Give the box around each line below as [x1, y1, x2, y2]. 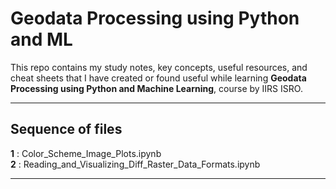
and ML [10, 28, 73, 51]
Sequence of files [10, 121, 123, 138]
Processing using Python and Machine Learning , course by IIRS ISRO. [10, 82, 303, 94]
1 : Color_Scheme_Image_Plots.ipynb [10, 147, 162, 159]
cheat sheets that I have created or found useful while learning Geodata [10, 72, 307, 84]
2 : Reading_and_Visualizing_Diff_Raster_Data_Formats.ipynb [10, 158, 261, 170]
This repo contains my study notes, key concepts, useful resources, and [10, 61, 308, 73]
